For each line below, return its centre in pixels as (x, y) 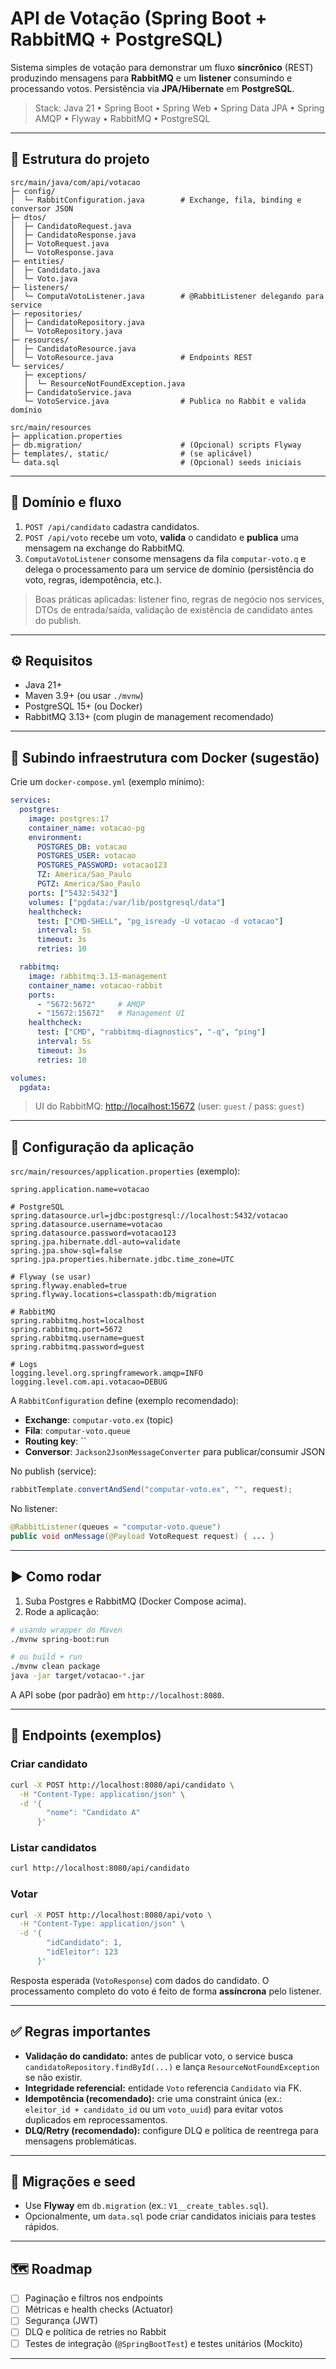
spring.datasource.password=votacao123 (93, 1233)
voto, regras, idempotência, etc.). (93, 579)
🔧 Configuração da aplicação (102, 1147)
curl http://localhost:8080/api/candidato (100, 1868)
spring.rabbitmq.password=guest (77, 1347)
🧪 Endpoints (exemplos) (86, 1735)
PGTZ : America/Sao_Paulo (88, 884)
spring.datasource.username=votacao (86, 1225)
